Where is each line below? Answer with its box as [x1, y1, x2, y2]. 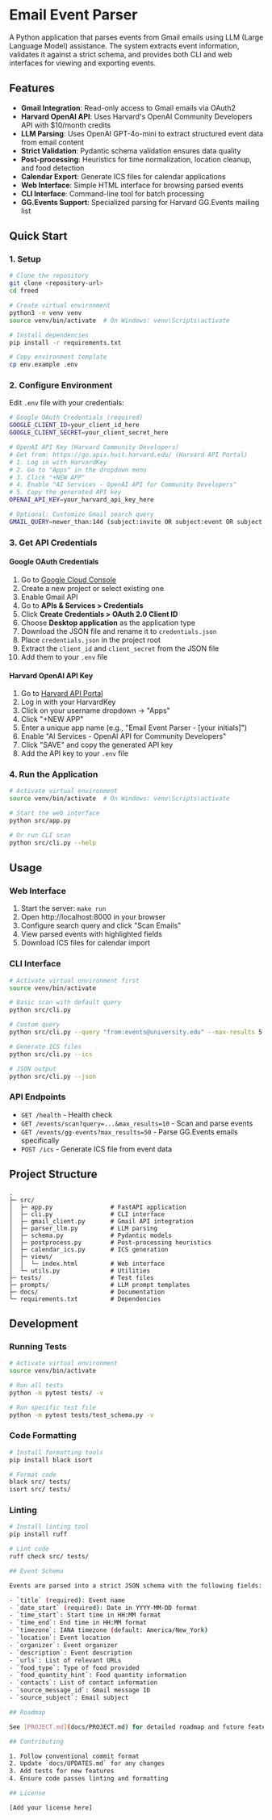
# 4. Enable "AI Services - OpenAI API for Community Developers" [9, 480, 237, 489]
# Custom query [9, 1021, 61, 1029]
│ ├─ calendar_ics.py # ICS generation [9, 1245, 169, 1253]
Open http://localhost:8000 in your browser [20, 912, 166, 922]
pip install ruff [9, 1530, 68, 1539]
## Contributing [9, 1738, 64, 1746]
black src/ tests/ [9, 1478, 71, 1487]
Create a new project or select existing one [20, 583, 165, 593]
